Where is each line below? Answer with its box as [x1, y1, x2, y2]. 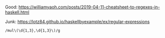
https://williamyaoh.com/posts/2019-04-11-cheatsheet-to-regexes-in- [18, 4, 160, 10]
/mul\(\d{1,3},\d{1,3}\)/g [5, 28, 60, 33]
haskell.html [5, 9, 29, 15]
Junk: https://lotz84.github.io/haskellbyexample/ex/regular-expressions [5, 19, 150, 24]
